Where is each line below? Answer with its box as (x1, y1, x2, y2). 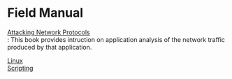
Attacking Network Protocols (7, 28, 90, 36)
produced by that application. (7, 43, 92, 51)
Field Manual (7, 5, 84, 21)
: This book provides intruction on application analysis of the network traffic (7, 35, 226, 43)
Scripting (7, 64, 34, 72)
